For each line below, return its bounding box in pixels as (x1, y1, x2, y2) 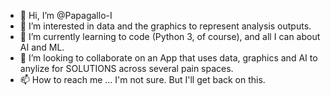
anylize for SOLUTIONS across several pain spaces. (19, 63, 234, 74)
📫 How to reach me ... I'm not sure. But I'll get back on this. (19, 74, 266, 85)
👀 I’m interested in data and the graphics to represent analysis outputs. (19, 20, 312, 32)
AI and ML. (19, 41, 65, 53)
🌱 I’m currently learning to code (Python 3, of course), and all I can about (19, 31, 321, 42)
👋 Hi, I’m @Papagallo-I (19, 10, 113, 21)
